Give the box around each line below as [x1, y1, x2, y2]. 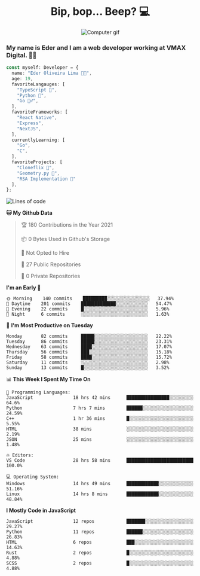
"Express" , [17, 120, 44, 126]
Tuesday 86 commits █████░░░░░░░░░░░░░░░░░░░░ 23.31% [6, 339, 172, 345]
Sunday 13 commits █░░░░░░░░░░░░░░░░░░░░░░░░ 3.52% [6, 365, 170, 371]
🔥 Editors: [6, 452, 34, 458]
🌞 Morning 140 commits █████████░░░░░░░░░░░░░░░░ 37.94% [6, 295, 174, 302]
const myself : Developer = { [6, 65, 79, 71]
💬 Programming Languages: [6, 389, 70, 395]
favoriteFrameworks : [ [11, 109, 68, 115]
